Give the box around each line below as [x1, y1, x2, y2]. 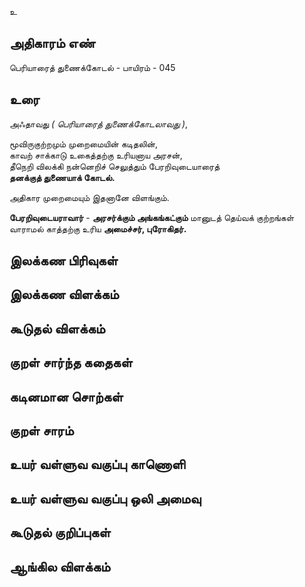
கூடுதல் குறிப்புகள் [9, 524, 111, 541]
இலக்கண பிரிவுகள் [9, 252, 119, 270]
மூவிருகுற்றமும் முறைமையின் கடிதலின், [9, 137, 159, 150]
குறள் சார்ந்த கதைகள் [9, 354, 133, 371]
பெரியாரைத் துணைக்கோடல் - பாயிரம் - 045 [9, 61, 176, 73]
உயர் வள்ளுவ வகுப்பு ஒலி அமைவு [9, 490, 202, 507]
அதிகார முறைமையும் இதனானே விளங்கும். [9, 191, 170, 203]
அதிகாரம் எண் [9, 35, 96, 52]
